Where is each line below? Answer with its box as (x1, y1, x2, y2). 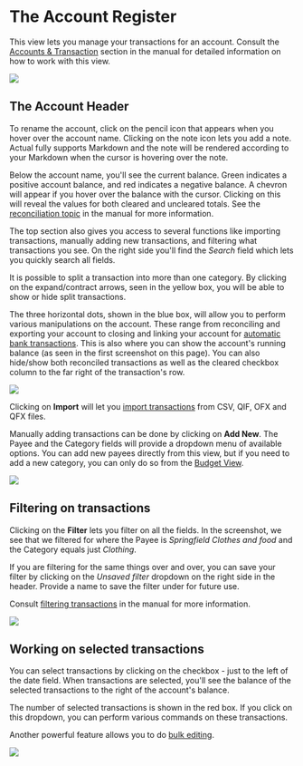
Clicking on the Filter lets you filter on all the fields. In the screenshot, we (9, 524, 282, 536)
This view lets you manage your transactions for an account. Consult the (9, 36, 280, 47)
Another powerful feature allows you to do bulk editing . (9, 730, 215, 741)
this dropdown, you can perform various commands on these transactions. (9, 712, 288, 722)
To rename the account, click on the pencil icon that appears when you (9, 122, 274, 133)
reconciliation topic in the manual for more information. (9, 208, 214, 218)
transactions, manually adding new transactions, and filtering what (9, 235, 258, 246)
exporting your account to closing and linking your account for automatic (9, 328, 281, 339)
